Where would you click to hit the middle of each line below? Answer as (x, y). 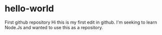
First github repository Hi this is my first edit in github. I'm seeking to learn (81, 22)
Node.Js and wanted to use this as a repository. (54, 27)
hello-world (29, 9)
